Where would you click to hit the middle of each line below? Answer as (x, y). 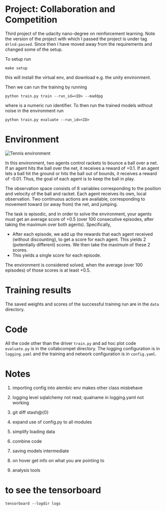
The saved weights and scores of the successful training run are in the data (82, 304)
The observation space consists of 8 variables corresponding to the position (83, 188)
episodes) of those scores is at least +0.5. (48, 270)
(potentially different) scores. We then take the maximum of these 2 (81, 244)
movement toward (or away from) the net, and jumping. (61, 204)
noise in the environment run (34, 110)
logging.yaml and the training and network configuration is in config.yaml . (81, 354)
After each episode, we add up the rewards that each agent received (83, 234)
